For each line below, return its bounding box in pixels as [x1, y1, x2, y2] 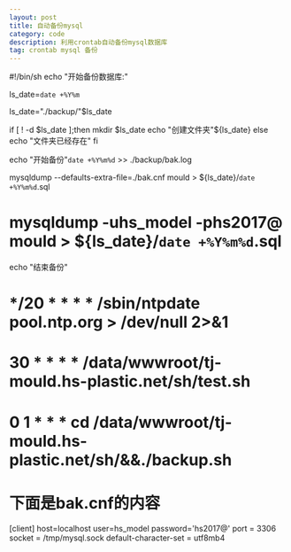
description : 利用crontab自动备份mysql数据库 [9, 37, 168, 47]
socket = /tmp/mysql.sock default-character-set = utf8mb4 [9, 533, 226, 543]
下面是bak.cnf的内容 [9, 493, 161, 513]
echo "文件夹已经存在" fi [9, 136, 99, 146]
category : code [9, 29, 65, 38]
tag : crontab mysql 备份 [9, 46, 98, 55]
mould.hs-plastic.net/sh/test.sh [9, 371, 251, 392]
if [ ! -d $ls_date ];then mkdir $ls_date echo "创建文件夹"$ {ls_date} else [9, 125, 269, 136]
